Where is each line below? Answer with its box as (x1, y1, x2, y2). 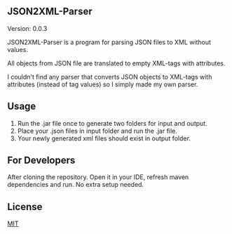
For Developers (7, 155, 76, 167)
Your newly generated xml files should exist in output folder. (17, 134, 191, 143)
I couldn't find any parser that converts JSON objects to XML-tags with (7, 72, 212, 81)
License (7, 200, 43, 213)
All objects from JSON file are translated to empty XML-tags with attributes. (7, 59, 226, 67)
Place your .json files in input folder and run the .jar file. (17, 126, 177, 135)
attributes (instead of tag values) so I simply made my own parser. (7, 80, 198, 89)
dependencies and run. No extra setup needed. (7, 181, 144, 189)
